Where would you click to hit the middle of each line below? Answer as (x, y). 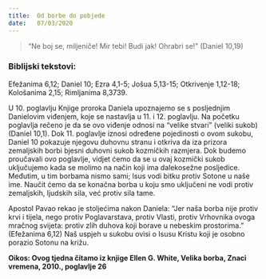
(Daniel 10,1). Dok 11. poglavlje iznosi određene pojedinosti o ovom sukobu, (131, 134)
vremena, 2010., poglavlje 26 (58, 266)
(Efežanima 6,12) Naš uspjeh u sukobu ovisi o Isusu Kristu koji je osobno (127, 233)
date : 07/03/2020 (41, 23)
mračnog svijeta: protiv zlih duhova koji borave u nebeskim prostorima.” (126, 225)
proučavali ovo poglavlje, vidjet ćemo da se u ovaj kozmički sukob (117, 159)
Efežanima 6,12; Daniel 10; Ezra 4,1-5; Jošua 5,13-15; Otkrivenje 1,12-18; (124, 84)
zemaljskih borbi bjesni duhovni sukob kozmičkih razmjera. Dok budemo (127, 150)
